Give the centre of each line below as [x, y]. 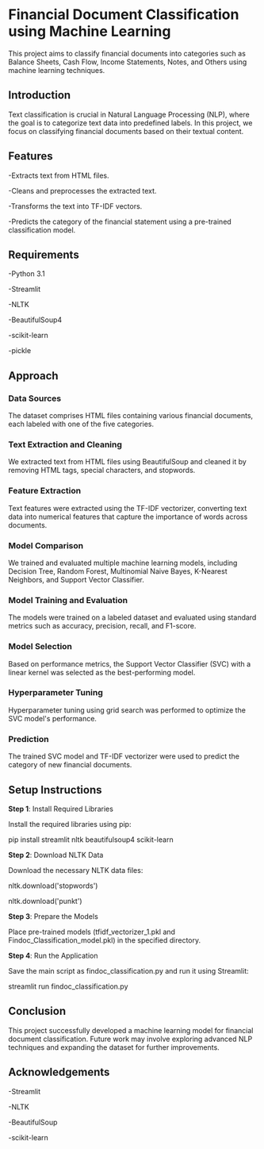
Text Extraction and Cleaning [65, 444]
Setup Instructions [55, 790]
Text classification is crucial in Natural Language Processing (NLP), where [129, 114]
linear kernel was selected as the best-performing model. [102, 672]
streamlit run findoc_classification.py [68, 986]
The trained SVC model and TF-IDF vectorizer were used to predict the [124, 756]
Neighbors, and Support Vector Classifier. [76, 579]
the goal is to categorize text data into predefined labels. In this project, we [130, 123]
